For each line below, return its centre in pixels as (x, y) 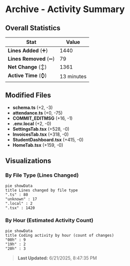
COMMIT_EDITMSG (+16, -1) (42, 118)
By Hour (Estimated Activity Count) (49, 221)
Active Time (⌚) (27, 75)
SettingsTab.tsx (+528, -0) (41, 129)
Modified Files (28, 95)
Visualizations (28, 161)
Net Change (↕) (27, 67)
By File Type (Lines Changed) (42, 175)
